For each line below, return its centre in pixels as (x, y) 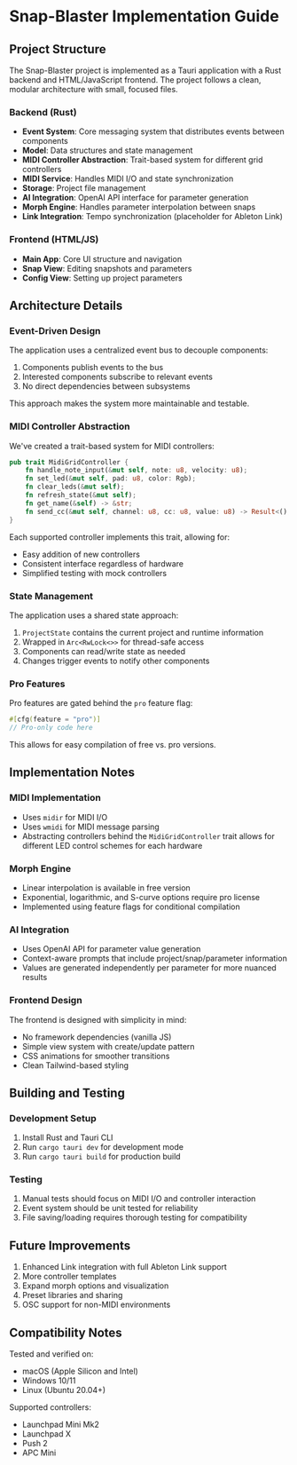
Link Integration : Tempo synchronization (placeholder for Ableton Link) (152, 217)
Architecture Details (66, 305)
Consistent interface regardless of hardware (103, 563)
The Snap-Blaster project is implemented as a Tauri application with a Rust (145, 70)
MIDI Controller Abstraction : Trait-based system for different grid (142, 160)
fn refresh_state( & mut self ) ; (81, 495)
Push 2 (35, 1444)
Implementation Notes (72, 773)
